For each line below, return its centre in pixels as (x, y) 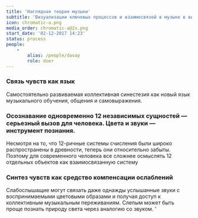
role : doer (41, 61)
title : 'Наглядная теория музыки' (49, 11)
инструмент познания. (41, 130)
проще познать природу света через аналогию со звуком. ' (81, 209)
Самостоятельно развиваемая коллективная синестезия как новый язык (98, 94)
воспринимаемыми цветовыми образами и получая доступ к (83, 196)
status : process (26, 39)
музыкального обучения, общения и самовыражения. (74, 100)
